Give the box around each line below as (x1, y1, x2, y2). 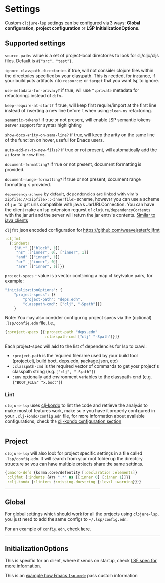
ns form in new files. (5, 152, 46, 157)
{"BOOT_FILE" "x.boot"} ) (12, 379, 63, 385)
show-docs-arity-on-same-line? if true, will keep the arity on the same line (5, 132, 155, 138)
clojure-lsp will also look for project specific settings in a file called (5, 450, 142, 456)
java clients (5, 217, 28, 223)
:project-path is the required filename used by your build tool (12, 353, 137, 358)
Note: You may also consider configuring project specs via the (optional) (5, 315, 152, 321)
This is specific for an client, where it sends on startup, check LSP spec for (5, 558, 157, 564)
